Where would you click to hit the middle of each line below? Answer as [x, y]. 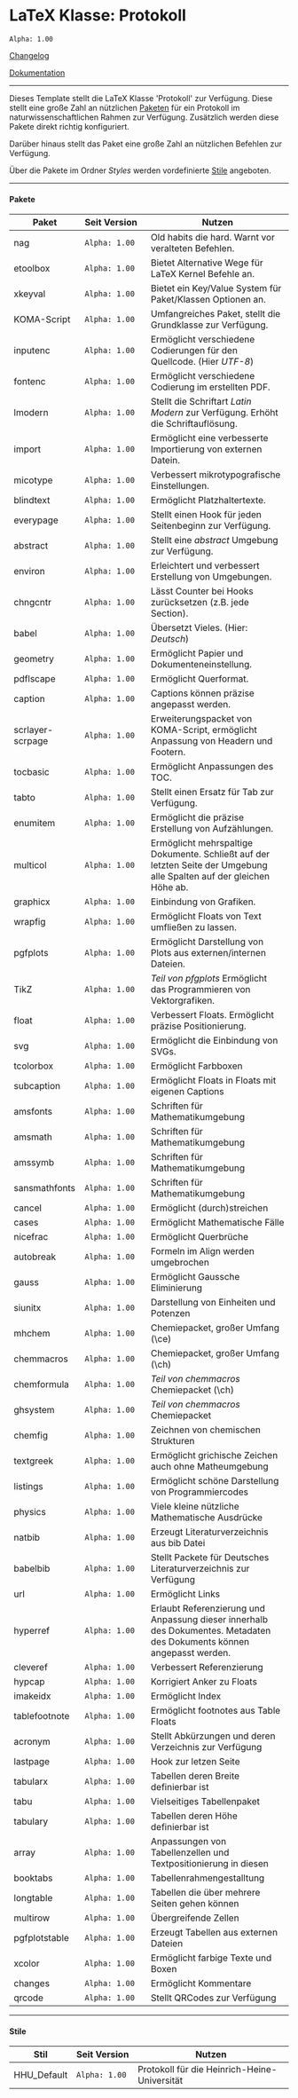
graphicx [32, 902]
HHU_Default [41, 2075]
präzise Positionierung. [198, 1026]
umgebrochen [180, 1263]
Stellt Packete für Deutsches [210, 1558]
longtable [33, 1898]
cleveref [31, 1668]
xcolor [27, 1964]
